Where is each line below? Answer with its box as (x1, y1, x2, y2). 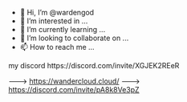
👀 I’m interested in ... (19, 16, 88, 26)
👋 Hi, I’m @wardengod (19, 8, 95, 17)
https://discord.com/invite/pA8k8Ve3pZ (8, 85, 140, 94)
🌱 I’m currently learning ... (19, 25, 106, 34)
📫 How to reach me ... (19, 43, 95, 51)
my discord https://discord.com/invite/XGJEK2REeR (8, 61, 180, 70)
